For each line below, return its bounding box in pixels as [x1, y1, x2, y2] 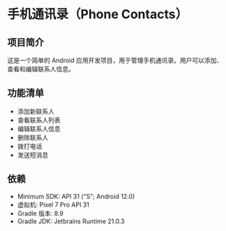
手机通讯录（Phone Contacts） [7, 6, 188, 22]
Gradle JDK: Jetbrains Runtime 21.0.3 [17, 217, 125, 225]
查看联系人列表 [17, 116, 61, 124]
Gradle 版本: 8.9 [17, 209, 64, 217]
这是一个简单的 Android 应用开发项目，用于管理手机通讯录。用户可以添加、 [7, 57, 223, 64]
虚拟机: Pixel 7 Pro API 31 [17, 200, 89, 209]
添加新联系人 [17, 107, 54, 115]
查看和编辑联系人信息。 [7, 65, 75, 73]
